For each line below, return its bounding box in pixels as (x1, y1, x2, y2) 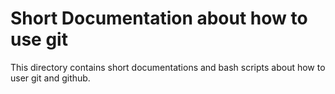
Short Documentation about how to (10, 7, 308, 30)
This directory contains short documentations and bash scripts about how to (10, 61, 326, 73)
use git (10, 28, 68, 51)
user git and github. (10, 72, 91, 84)
